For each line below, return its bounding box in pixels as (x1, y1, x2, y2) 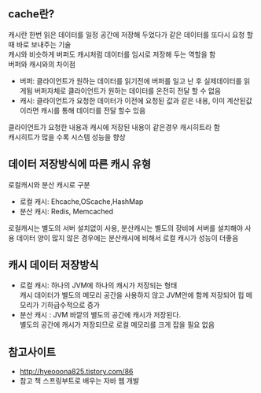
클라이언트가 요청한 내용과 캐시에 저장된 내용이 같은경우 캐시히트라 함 (8, 122, 220, 132)
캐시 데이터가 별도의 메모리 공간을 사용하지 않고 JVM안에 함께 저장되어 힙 (19, 291, 244, 300)
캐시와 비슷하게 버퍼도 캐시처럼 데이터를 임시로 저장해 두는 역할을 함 (8, 50, 216, 59)
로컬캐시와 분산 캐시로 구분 (8, 180, 90, 189)
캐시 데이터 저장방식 (8, 258, 99, 272)
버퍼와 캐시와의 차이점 (8, 59, 76, 69)
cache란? (8, 7, 55, 21)
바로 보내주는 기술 (16, 39, 72, 49)
